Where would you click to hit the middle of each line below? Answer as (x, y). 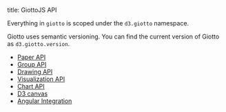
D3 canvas (32, 93)
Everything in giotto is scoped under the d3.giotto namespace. (98, 23)
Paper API (31, 57)
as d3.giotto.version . (39, 44)
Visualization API (41, 79)
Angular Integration (44, 101)
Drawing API (35, 72)
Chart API (31, 86)
